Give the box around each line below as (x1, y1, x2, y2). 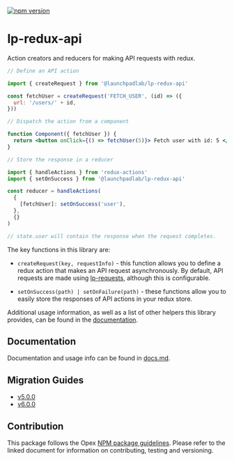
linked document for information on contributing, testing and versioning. (7, 446, 214, 454)
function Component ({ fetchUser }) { (7, 131, 117, 138)
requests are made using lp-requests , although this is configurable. (17, 274, 211, 282)
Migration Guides (7, 374, 84, 386)
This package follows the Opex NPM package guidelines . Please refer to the (7, 439, 226, 447)
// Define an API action (7, 67, 79, 75)
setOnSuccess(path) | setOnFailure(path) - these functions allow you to (17, 287, 226, 295)
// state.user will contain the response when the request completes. (7, 233, 217, 240)
